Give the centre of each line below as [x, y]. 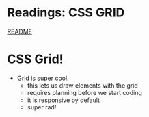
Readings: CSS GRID [66, 13]
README [20, 31]
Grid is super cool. [43, 78]
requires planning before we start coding [84, 92]
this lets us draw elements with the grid [82, 85]
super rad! [42, 107]
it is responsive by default [64, 100]
